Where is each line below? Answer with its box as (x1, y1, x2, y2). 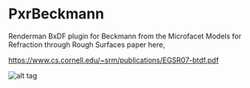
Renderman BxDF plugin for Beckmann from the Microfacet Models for (8, 31, 242, 41)
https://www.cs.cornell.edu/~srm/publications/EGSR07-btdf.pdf (8, 55, 219, 65)
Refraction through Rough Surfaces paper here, (8, 39, 166, 49)
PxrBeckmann (8, 5, 104, 23)
